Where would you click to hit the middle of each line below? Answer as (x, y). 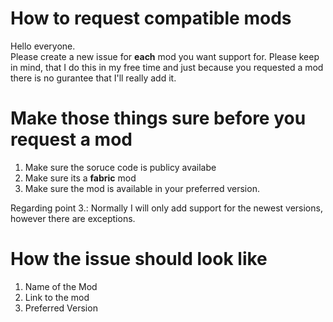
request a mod (71, 139)
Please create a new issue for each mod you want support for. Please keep (165, 56)
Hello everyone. (43, 46)
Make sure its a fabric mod (80, 178)
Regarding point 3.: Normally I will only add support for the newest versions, (166, 208)
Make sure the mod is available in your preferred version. (142, 188)
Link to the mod (57, 297)
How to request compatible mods (151, 18)
